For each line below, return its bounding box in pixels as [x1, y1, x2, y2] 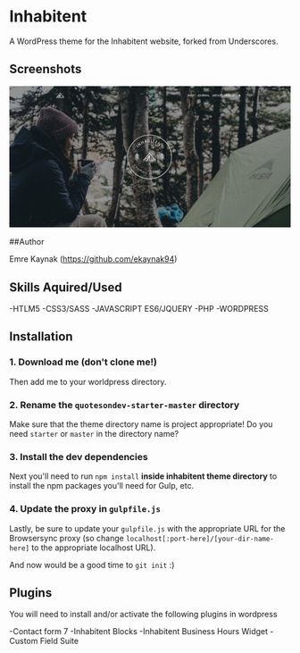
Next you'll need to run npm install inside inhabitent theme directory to [9, 471, 278, 481]
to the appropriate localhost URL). [30, 542, 156, 553]
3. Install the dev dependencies [9, 450, 149, 463]
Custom [9, 636, 38, 647]
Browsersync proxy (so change [9, 532, 125, 543]
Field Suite [39, 636, 79, 647]
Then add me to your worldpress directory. [9, 376, 167, 387]
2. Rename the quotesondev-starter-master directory [9, 398, 240, 411]
